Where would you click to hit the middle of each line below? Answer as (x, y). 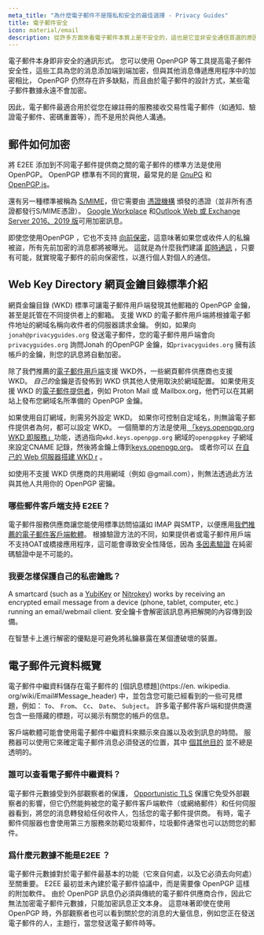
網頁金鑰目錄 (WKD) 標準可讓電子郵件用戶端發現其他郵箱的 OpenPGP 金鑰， (132, 305)
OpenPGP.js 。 (31, 184)
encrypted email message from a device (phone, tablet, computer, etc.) (123, 602)
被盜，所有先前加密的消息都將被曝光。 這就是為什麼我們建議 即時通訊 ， (125, 248)
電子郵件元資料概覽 (55, 666)
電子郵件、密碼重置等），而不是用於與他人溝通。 (92, 117)
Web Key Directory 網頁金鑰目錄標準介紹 (108, 285)
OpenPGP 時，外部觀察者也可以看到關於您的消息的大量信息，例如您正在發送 (132, 913)
